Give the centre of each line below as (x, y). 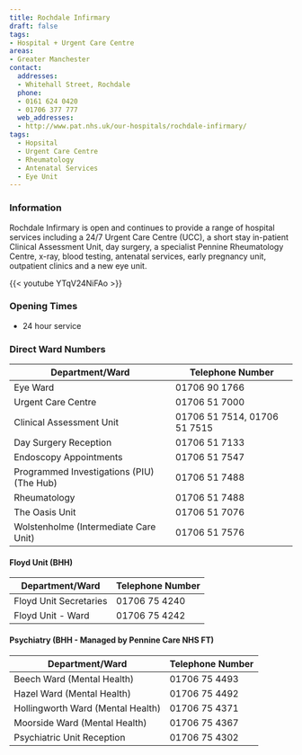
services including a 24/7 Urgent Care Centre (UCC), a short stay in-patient (149, 237)
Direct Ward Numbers (58, 349)
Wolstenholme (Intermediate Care (85, 527)
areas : (22, 51)
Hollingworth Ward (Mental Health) (88, 708)
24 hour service (52, 325)
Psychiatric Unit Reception (70, 737)
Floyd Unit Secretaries (61, 601)
